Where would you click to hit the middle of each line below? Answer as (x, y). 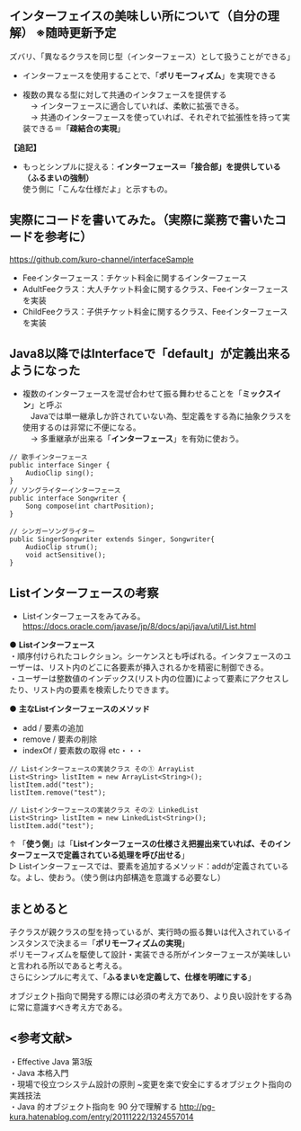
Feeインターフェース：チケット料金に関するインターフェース (134, 278)
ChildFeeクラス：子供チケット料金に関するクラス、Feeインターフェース (155, 311)
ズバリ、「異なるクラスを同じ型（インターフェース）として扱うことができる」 (152, 56)
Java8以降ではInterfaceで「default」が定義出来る (150, 354)
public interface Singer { (60, 466)
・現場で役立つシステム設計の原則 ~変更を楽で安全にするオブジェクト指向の (150, 1084)
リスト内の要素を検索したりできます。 (103, 690)
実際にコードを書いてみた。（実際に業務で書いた (142, 220)
